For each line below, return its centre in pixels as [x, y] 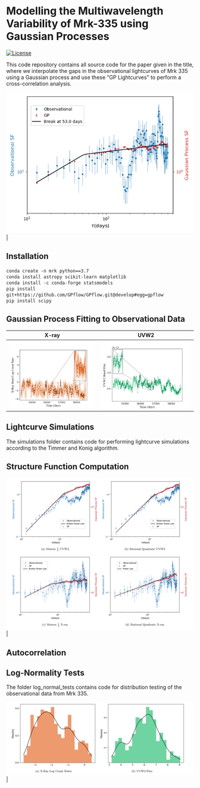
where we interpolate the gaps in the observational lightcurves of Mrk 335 [97, 71]
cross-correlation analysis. [39, 83]
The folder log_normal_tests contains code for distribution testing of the [94, 687]
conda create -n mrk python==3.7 [48, 271]
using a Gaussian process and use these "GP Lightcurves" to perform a [94, 77]
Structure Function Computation [68, 467]
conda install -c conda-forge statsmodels [60, 283]
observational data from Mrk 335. [47, 694]
